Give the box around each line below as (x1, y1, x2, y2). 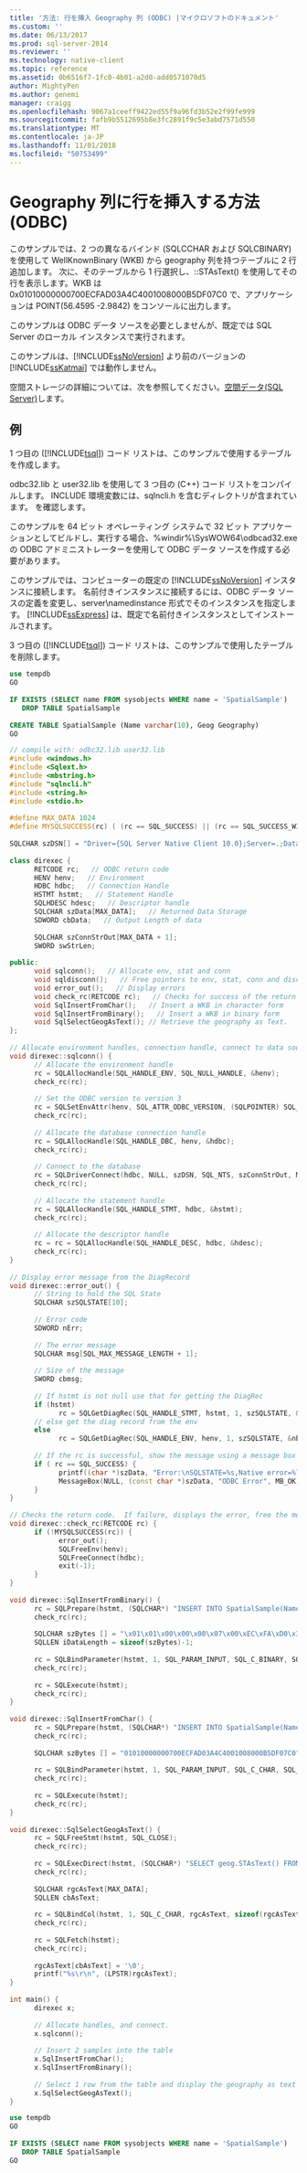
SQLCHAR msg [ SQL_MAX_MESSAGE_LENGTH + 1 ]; (33, 1349, 198, 1358)
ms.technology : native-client (9, 56, 125, 65)
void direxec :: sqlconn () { (9, 1051, 112, 1060)
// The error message (33, 1340, 117, 1349)
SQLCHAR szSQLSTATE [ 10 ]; (33, 1298, 129, 1307)
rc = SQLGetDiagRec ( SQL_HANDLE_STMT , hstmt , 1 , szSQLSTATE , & (58, 1409, 301, 1418)
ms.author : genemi (9, 90, 79, 99)
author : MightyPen (9, 81, 79, 91)
